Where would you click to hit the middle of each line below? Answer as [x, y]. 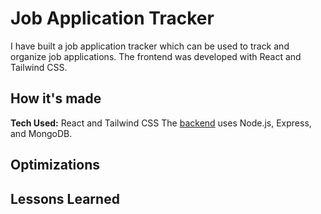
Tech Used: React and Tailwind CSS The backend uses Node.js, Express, [161, 123]
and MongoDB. [41, 133]
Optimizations [55, 165]
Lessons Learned [65, 198]
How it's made [56, 98]
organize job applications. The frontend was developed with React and [156, 56]
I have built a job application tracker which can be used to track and [150, 46]
